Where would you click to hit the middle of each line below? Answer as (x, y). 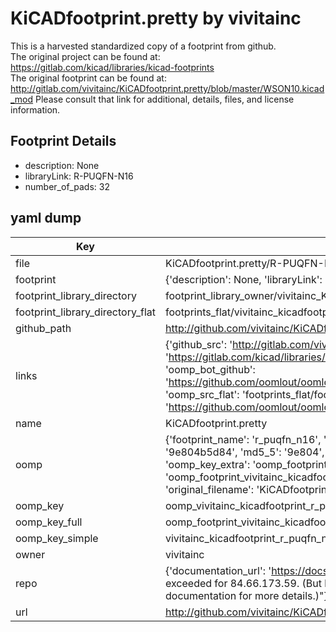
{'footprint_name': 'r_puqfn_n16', (243, 439)
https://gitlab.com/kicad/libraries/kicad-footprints (112, 67)
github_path (43, 328)
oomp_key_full (49, 522)
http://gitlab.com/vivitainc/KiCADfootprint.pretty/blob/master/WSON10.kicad (167, 88)
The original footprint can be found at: (88, 78)
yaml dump (46, 218)
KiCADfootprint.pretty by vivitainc (156, 18)
